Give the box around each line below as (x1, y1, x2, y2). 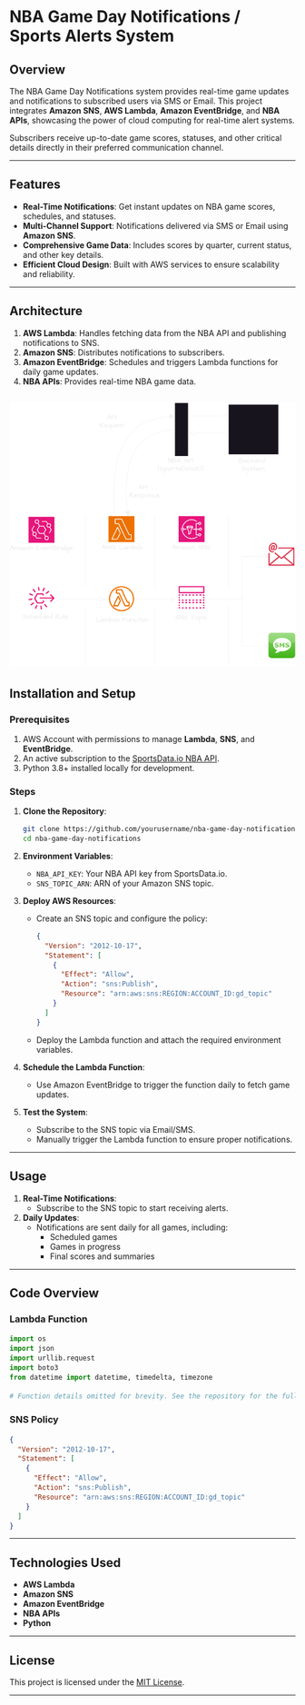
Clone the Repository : (22, 806, 107, 817)
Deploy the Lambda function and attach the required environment (35, 1034, 281, 1046)
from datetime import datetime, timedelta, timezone (9, 1373, 213, 1382)
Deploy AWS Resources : (22, 895, 116, 906)
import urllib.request (9, 1353, 95, 1363)
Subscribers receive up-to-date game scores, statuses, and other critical (9, 133, 282, 143)
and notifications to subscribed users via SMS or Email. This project (9, 95, 263, 106)
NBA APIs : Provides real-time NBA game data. (22, 375, 197, 387)
